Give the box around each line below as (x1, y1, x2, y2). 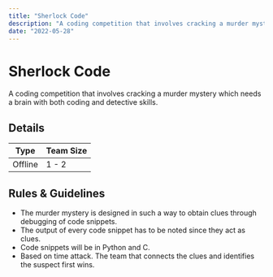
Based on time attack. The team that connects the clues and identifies (19, 251, 254, 261)
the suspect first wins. (19, 259, 95, 269)
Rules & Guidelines (8, 186, 106, 200)
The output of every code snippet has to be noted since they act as (19, 225, 246, 235)
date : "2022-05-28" (8, 27, 75, 35)
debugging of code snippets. (19, 216, 118, 226)
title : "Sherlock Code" (8, 11, 89, 20)
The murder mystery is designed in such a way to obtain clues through (19, 208, 258, 218)
